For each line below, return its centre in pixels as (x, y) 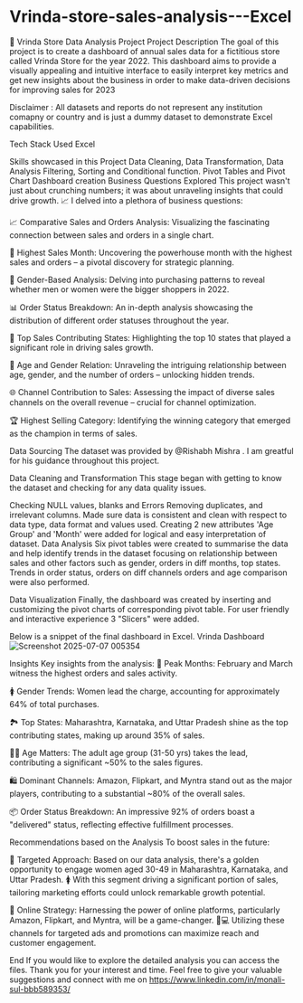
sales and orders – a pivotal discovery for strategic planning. (122, 262)
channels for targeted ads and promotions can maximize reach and (134, 932)
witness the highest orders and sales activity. (94, 673)
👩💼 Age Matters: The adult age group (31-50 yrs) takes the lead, (129, 752)
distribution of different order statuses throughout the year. (119, 320)
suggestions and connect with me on (78, 979)
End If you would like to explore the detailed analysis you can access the (145, 960)
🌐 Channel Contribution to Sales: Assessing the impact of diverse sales (142, 392)
